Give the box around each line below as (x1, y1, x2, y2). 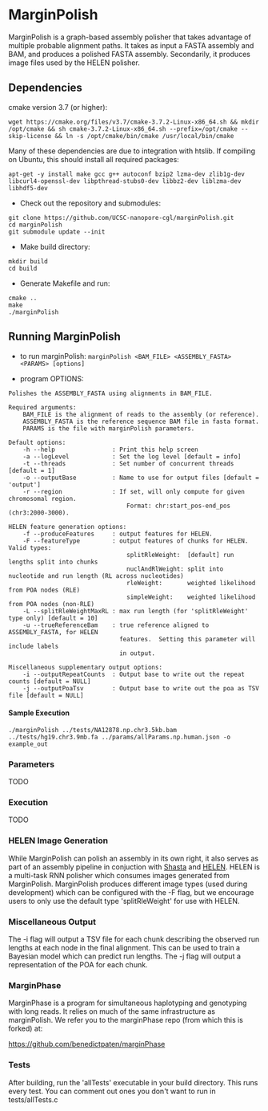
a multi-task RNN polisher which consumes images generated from (8, 870, 230, 880)
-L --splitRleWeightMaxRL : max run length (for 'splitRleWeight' (22, 607, 249, 615)
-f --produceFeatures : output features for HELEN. (22, 530, 214, 538)
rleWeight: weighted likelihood (126, 579, 256, 587)
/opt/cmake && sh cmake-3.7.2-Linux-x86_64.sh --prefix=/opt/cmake (8, 124, 238, 133)
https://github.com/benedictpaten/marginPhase (8, 1040, 166, 1049)
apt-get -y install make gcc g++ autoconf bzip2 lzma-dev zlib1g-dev (8, 170, 246, 178)
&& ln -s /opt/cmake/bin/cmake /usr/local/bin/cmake (54, 132, 234, 140)
